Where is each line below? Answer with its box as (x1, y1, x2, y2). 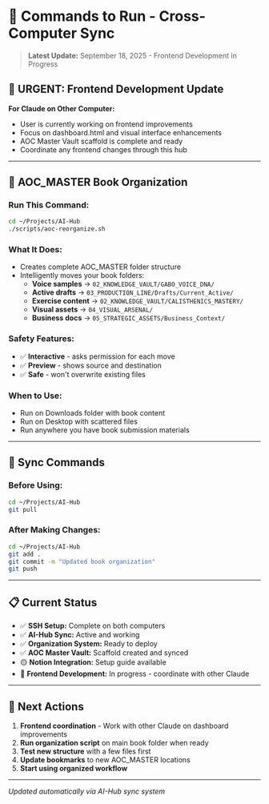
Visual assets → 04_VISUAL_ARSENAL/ (31, 304, 154, 315)
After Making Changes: (8, 525, 101, 536)
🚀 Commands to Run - (8, 7, 156, 26)
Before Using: (8, 480, 63, 491)
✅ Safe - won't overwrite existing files (19, 369, 147, 379)
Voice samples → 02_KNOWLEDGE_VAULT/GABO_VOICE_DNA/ (31, 279, 215, 289)
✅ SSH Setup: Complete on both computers (19, 621, 166, 631)
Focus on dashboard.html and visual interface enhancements (19, 127, 223, 137)
